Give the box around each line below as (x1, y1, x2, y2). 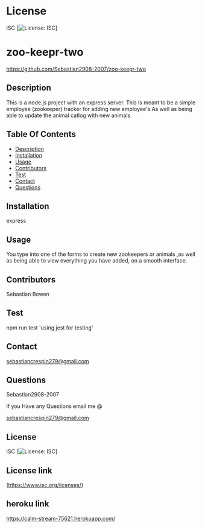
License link (6, 465, 52, 476)
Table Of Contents (6, 129, 77, 139)
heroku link (6, 499, 49, 509)
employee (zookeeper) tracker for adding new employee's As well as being (6, 105, 193, 112)
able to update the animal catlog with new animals (6, 112, 131, 119)
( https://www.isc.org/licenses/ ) (6, 482, 84, 488)
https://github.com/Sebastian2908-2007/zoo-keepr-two (6, 65, 147, 72)
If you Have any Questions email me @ (6, 402, 103, 410)
